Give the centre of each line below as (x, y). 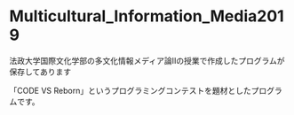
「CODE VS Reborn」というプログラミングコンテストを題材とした (130, 90)
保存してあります (40, 72)
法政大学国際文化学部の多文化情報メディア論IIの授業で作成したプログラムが (147, 60)
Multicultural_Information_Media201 (147, 16)
